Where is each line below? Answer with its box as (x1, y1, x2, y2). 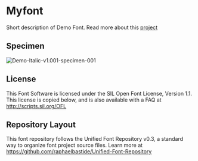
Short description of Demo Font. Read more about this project (6, 24, 158, 31)
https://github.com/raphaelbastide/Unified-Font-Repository (6, 148, 152, 155)
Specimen (6, 41, 45, 51)
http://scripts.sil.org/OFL (6, 102, 67, 109)
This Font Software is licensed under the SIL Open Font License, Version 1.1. (6, 90, 193, 97)
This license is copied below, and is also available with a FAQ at (6, 96, 162, 103)
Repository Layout (6, 119, 76, 130)
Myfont (6, 4, 44, 18)
